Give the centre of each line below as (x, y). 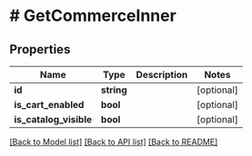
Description (162, 75)
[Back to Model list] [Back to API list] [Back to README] (114, 142)
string (114, 90)
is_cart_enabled (49, 105)
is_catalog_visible (53, 119)
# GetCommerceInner (93, 16)
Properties (40, 49)
